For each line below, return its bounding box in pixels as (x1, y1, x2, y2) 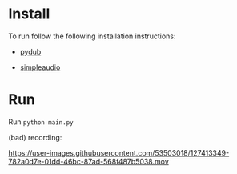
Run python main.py (8, 117, 74, 127)
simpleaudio (19, 62, 61, 72)
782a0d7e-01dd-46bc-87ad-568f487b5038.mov (8, 156, 170, 166)
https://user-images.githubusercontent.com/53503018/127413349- (8, 148, 230, 157)
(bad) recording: (8, 132, 62, 142)
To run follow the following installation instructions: (8, 31, 176, 41)
